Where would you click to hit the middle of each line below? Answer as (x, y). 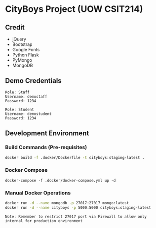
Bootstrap (22, 44)
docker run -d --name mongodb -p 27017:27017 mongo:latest (67, 203)
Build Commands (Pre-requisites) (46, 148)
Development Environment (47, 133)
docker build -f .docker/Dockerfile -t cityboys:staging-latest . (75, 157)
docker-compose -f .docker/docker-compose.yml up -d (60, 180)
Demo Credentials (33, 81)
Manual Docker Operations (38, 192)
